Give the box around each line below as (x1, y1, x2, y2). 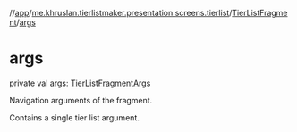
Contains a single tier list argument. (9, 111, 140, 123)
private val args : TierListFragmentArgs (9, 78, 151, 88)
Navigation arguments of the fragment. (9, 95, 153, 105)
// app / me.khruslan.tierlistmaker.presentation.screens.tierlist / (9, 8, 233, 18)
